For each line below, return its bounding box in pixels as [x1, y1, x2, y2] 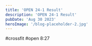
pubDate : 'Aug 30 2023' [5, 17, 57, 22]
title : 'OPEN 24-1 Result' [5, 7, 63, 13]
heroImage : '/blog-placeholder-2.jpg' [5, 21, 88, 27]
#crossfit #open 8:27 [5, 35, 50, 41]
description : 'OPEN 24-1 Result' [5, 12, 77, 17]
